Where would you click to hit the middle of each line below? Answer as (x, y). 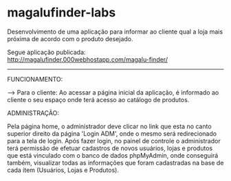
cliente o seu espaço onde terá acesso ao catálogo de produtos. (98, 99)
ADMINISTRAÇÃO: (33, 113)
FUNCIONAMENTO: (35, 79)
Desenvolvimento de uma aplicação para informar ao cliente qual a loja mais (115, 32)
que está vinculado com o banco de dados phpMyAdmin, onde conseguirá (113, 155)
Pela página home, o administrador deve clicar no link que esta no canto (109, 126)
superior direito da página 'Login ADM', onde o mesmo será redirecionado (112, 133)
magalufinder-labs (62, 13)
